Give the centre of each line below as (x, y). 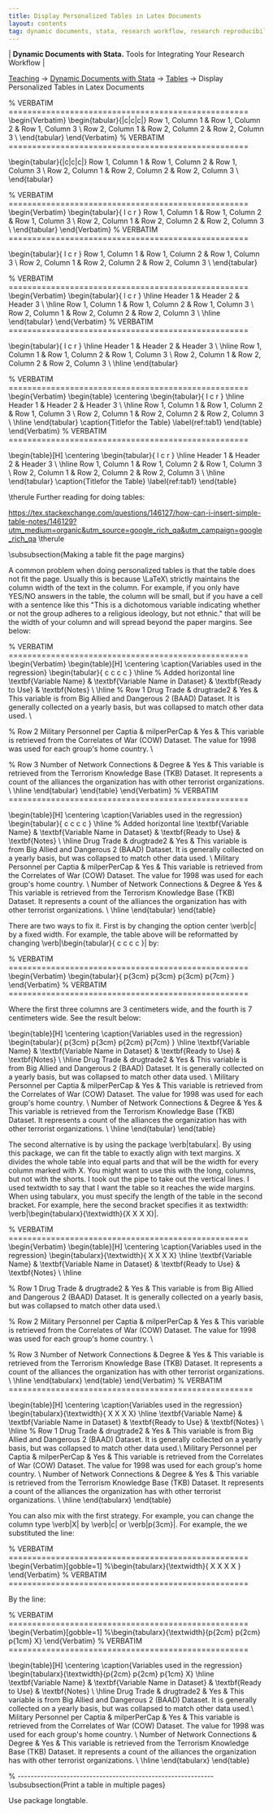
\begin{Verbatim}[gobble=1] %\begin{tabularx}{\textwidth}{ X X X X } (125, 1566)
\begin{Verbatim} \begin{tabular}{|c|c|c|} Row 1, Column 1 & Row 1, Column (134, 120)
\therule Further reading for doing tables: (77, 497)
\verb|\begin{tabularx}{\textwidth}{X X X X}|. (84, 1214)
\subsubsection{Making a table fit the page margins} (97, 555)
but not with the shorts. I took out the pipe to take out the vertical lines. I (129, 1179)
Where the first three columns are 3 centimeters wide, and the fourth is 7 (130, 1009)
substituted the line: (41, 1533)
